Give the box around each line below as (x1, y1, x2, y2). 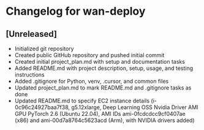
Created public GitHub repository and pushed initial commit (14, 52, 165, 59)
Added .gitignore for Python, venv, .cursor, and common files (14, 78, 169, 85)
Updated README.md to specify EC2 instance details (14, 97, 150, 104)
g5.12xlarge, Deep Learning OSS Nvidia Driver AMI (70, 104, 198, 111)
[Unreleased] (6, 29, 58, 39)
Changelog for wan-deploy (6, 4, 146, 18)
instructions (14, 71, 45, 78)
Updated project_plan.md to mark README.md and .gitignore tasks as (14, 84, 192, 91)
